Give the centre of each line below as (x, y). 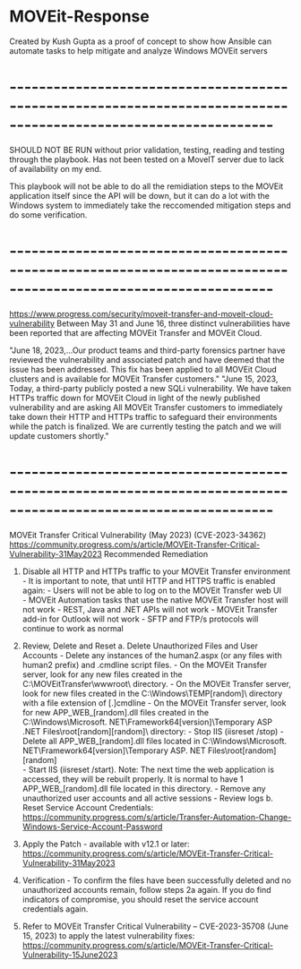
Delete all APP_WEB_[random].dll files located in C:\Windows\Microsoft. (155, 741)
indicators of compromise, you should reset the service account (140, 899)
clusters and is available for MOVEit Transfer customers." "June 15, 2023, (144, 379)
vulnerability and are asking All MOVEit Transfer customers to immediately (146, 407)
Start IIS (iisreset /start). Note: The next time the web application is (151, 769)
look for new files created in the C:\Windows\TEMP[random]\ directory (152, 693)
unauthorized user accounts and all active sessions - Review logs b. (147, 798)
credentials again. (55, 909)
